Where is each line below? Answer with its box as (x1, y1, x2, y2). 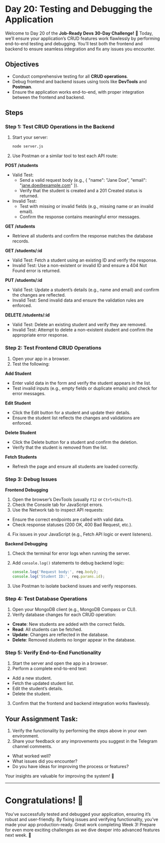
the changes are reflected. (12, 292, 66, 298)
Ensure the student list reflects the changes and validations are (12, 415, 140, 421)
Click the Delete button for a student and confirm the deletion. (12, 439, 138, 445)
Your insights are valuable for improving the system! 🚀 (5, 773, 114, 779)
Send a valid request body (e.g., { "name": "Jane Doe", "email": (19, 177, 147, 183)
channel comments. (12, 743, 53, 749)
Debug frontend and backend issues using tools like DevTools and (12, 78, 147, 84)
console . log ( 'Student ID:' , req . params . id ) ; (12, 574, 105, 579)
